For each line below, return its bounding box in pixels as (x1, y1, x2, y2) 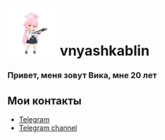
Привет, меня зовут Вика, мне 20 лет (7, 70, 157, 81)
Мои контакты (7, 94, 82, 107)
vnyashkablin (59, 42, 150, 60)
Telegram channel (18, 123, 78, 132)
